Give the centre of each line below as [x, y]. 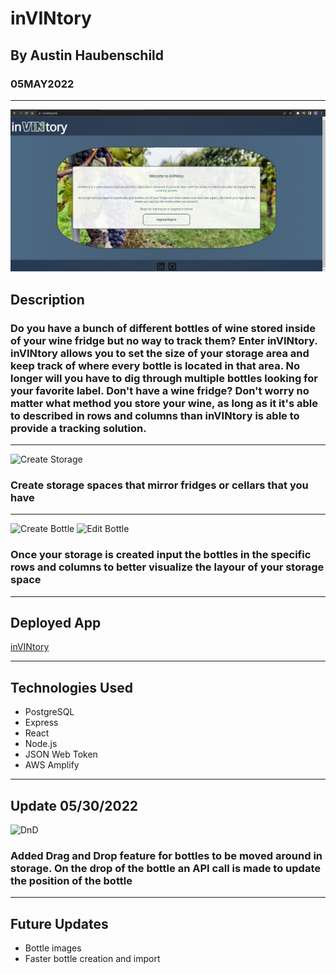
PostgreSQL [49, 712]
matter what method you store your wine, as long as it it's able [164, 403]
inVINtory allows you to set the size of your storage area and [160, 353]
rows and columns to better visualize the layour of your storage [167, 567]
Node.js [41, 744]
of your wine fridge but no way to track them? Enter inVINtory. [164, 340]
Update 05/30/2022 [74, 805]
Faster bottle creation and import [92, 959]
